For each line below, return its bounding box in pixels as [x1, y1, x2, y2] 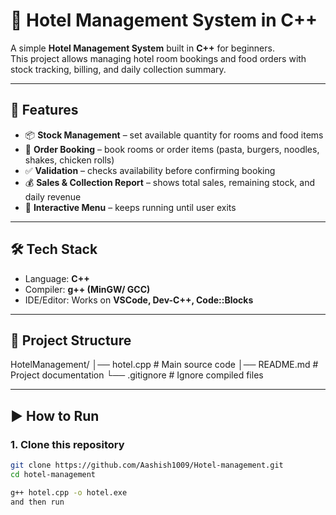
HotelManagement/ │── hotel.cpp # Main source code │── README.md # [10, 359, 319, 371]
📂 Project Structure [10, 332, 132, 349]
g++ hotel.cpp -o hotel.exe [10, 487, 128, 498]
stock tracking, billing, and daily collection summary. [10, 63, 227, 75]
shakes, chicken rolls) [24, 154, 115, 166]
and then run [10, 497, 65, 507]
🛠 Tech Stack [10, 241, 98, 258]
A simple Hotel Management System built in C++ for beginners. [10, 42, 275, 54]
